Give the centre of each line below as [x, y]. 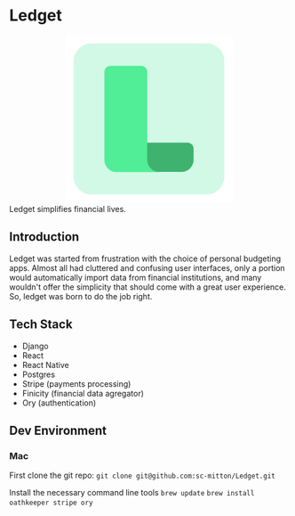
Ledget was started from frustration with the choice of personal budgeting [145, 258]
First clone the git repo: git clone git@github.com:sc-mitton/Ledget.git [142, 475]
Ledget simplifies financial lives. [68, 209]
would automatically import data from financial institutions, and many [136, 277]
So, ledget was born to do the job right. [81, 296]
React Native [45, 364]
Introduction [44, 237]
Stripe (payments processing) [76, 383]
